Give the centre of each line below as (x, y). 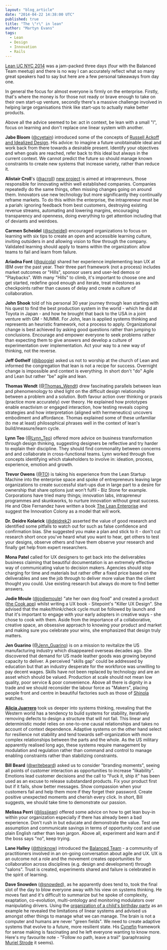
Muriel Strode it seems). (30, 943)
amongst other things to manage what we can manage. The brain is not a (80, 916)
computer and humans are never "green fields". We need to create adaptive (83, 921)
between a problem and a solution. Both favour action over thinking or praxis (84, 396)
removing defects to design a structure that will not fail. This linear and (78, 718)
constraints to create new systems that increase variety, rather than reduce (82, 164)
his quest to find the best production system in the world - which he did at (81, 308)
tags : (11, 33)
